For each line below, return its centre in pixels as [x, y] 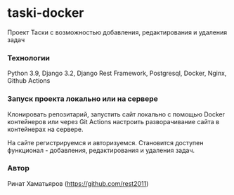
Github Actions [29, 81]
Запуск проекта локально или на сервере [83, 99]
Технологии [29, 58]
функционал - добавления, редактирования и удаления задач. [101, 150]
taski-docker [46, 13]
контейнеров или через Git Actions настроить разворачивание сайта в [113, 121]
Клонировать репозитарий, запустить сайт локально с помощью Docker [116, 114]
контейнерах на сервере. [45, 129]
